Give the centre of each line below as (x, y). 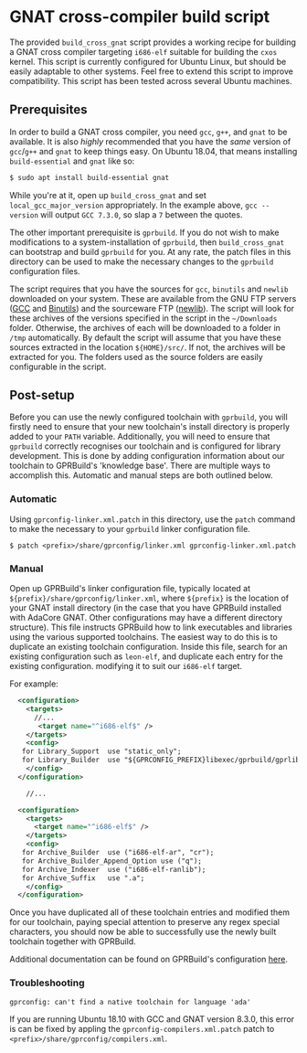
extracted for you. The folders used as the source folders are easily (136, 356)
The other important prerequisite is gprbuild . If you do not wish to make (145, 232)
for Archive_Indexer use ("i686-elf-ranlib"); (114, 869)
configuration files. (45, 271)
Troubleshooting (47, 983)
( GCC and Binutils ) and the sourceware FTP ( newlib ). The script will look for (152, 308)
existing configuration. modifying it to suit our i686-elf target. (126, 666)
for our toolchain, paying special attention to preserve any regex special (145, 922)
